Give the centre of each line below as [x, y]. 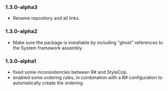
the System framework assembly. [48, 48]
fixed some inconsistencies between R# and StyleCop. [70, 72]
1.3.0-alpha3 [21, 7]
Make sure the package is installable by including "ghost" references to [88, 42]
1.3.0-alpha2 [21, 32]
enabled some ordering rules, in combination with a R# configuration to [87, 77]
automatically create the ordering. [48, 83]
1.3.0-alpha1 [21, 61]
